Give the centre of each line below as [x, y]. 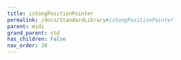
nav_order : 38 [28, 46]
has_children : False [37, 39]
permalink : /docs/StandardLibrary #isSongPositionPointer [90, 20]
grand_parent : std [33, 33]
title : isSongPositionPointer [51, 13]
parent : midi [26, 26]
